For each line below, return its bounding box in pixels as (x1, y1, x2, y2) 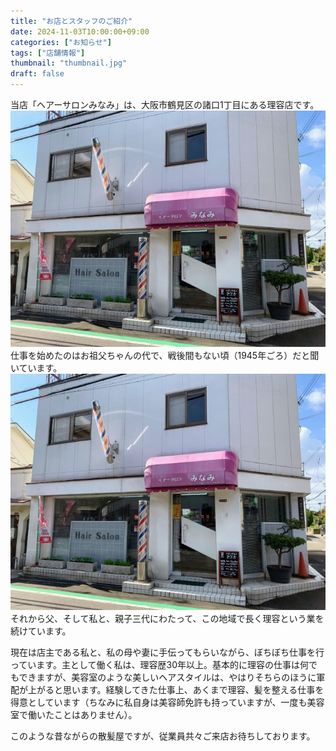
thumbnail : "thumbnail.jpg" (10, 58, 128, 69)
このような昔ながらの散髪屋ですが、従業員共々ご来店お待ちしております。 (10, 730, 316, 742)
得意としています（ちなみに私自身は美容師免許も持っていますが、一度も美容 (10, 696, 325, 708)
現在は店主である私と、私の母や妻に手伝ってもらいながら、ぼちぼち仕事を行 (10, 646, 325, 658)
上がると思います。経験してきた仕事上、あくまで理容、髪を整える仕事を (27, 683, 325, 695)
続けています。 (10, 625, 72, 637)
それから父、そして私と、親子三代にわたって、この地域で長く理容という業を (10, 612, 325, 624)
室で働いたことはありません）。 (10, 708, 138, 720)
